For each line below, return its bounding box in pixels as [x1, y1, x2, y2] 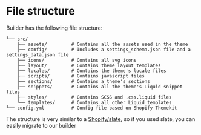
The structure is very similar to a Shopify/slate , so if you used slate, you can [6, 115, 196, 122]
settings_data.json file [6, 51, 69, 58]
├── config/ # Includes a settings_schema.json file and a [17, 47, 191, 53]
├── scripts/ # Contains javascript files [17, 73, 145, 79]
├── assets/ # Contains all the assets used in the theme [17, 41, 188, 47]
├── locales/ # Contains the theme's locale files [17, 68, 166, 74]
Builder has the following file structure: [6, 24, 103, 31]
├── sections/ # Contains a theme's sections [17, 78, 150, 84]
